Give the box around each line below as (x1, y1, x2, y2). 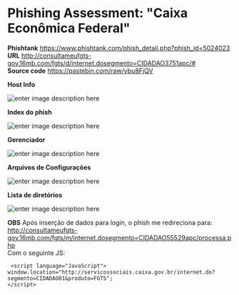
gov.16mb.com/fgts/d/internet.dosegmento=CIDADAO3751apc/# (7, 58, 196, 67)
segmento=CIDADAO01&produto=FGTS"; (7, 274, 113, 282)
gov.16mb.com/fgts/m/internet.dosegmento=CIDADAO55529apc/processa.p (7, 233, 232, 242)
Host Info (7, 80, 36, 88)
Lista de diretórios (7, 190, 63, 199)
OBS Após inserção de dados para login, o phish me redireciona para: (7, 218, 213, 227)
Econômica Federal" (7, 20, 131, 36)
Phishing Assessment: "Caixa (7, 5, 188, 21)
